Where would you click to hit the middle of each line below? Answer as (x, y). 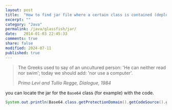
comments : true (21, 39)
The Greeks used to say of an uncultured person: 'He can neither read (92, 68)
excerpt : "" (18, 19)
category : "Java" (24, 24)
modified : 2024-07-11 (28, 48)
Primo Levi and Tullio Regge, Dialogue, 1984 (64, 83)
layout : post (19, 10)
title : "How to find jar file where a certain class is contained (79, 15)
